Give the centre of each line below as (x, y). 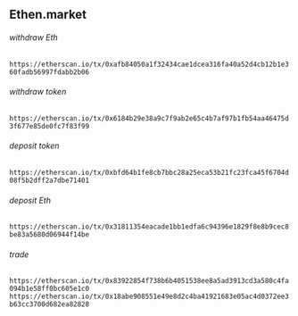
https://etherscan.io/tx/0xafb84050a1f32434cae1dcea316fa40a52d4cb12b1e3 (149, 64)
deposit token (34, 146)
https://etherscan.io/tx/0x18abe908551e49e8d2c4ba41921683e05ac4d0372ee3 (149, 297)
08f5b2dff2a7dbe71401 (50, 180)
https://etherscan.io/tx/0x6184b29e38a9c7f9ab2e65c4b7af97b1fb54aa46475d (149, 118)
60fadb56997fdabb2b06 (50, 72)
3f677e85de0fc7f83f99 (50, 126)
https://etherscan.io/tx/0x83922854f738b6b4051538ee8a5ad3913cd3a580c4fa (149, 281)
